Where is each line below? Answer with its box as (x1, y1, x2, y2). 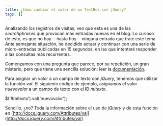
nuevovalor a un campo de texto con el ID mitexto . (5, 86, 107, 92)
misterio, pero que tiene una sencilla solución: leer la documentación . (5, 66, 146, 72)
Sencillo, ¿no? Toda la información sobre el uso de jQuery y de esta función (5, 105, 158, 111)
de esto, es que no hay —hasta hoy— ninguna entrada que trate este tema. (5, 35, 157, 42)
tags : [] (5, 12, 23, 17)
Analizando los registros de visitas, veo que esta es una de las (5, 25, 131, 31)
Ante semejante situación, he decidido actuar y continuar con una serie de (5, 41, 156, 47)
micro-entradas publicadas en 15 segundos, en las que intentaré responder (5, 46, 157, 52)
